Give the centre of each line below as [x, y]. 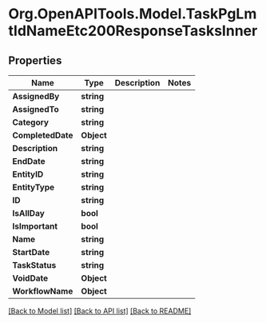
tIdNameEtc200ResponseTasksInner [133, 31]
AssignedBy [36, 96]
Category [31, 122]
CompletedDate [43, 135]
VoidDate [30, 278]
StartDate [31, 252]
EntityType [34, 187]
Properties [35, 60]
